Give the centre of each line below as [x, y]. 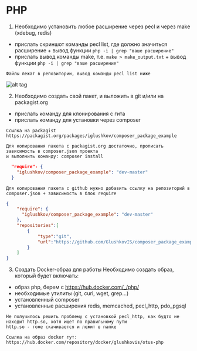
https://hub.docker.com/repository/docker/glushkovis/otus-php [85, 342]
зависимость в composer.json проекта [52, 151]
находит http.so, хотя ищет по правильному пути [67, 322]
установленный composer [47, 300]
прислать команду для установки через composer [77, 120]
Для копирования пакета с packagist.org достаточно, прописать [85, 146]
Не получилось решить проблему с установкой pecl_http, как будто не [93, 317]
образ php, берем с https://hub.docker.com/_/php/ [77, 287]
